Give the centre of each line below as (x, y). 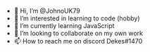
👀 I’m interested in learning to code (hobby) (77, 18)
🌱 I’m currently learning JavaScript (64, 26)
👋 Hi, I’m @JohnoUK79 (47, 11)
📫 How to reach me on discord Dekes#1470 (78, 41)
